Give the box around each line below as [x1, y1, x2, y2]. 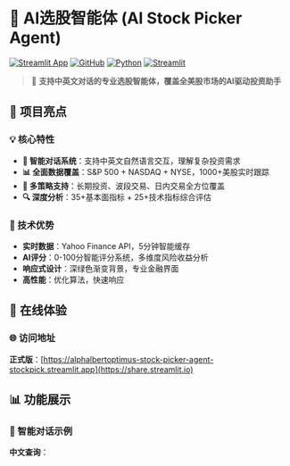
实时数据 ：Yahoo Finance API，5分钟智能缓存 [21, 240, 190, 251]
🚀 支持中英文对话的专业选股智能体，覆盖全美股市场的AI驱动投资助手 [30, 75, 282, 86]
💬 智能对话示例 [9, 425, 73, 437]
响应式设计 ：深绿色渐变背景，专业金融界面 [21, 262, 179, 273]
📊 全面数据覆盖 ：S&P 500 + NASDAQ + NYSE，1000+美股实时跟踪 [21, 166, 269, 177]
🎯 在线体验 [9, 303, 67, 318]
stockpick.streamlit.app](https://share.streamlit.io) [9, 363, 194, 375]
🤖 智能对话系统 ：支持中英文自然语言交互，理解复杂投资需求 [21, 155, 241, 166]
